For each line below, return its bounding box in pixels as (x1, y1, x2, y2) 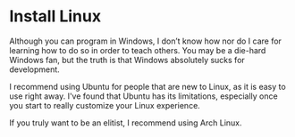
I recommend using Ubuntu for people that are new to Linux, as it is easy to (9, 81, 286, 92)
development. (9, 64, 60, 75)
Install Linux (9, 6, 101, 27)
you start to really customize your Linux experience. (9, 100, 201, 110)
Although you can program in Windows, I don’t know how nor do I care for (9, 36, 282, 46)
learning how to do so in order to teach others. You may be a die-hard (9, 44, 266, 55)
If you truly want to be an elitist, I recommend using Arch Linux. (9, 117, 243, 128)
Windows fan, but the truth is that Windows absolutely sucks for (9, 54, 246, 65)
